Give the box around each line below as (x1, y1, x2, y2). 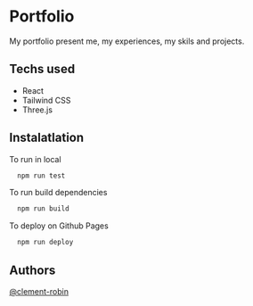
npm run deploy (17, 238, 74, 247)
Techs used (9, 62, 76, 77)
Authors (9, 262, 56, 277)
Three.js (21, 104, 53, 115)
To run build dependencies (9, 187, 108, 198)
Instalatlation (9, 130, 85, 145)
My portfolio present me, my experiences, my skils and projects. (9, 36, 245, 46)
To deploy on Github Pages (9, 220, 109, 231)
